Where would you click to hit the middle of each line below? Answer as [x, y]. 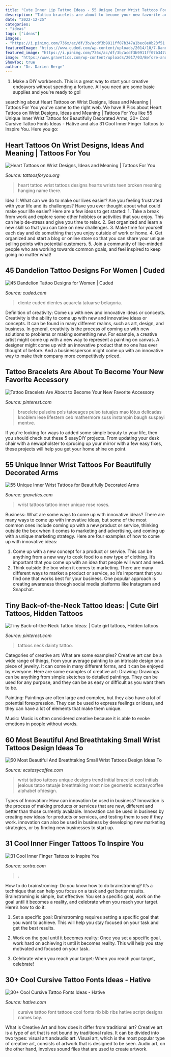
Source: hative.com [26, 1002]
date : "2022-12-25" [26, 19]
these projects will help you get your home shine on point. [66, 448]
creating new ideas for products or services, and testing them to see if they [84, 817]
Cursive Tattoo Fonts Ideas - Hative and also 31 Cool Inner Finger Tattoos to [84, 124]
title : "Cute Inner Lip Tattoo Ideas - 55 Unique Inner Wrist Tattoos [82, 10]
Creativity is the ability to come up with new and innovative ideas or [76, 318]
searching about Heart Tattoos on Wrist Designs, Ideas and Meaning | [78, 102]
